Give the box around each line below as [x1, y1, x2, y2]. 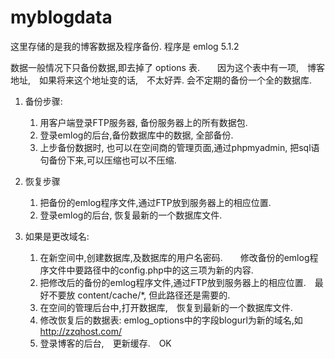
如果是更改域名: [24, 230, 90, 242]
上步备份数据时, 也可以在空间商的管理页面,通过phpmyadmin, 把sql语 [39, 141, 320, 153]
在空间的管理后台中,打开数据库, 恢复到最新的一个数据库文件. [39, 301, 293, 313]
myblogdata [10, 6, 113, 29]
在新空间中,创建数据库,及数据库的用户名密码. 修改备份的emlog [39, 251, 310, 263]
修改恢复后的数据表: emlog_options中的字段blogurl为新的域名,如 [39, 314, 303, 326]
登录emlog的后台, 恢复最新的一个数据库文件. [39, 209, 223, 221]
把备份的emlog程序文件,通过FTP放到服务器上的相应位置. [39, 196, 272, 208]
